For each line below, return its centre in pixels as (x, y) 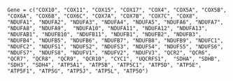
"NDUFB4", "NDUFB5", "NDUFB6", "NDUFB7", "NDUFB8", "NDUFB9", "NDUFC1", (115, 40)
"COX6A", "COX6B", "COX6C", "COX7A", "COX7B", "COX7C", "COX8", (103, 16)
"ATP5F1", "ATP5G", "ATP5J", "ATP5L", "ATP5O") (78, 71)
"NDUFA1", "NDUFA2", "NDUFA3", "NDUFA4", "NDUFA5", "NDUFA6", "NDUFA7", (115, 22)
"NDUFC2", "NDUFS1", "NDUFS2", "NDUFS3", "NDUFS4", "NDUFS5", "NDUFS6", (115, 47)
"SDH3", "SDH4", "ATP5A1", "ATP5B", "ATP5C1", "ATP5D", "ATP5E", (104, 65)
